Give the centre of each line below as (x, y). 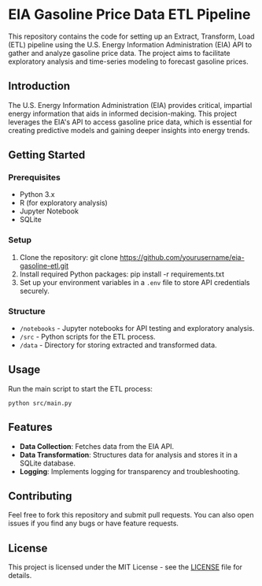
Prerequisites (34, 177)
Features (30, 427)
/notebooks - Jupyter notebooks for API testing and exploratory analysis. (137, 328)
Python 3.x (37, 195)
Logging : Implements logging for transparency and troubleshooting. (129, 471)
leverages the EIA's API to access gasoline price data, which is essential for (131, 122)
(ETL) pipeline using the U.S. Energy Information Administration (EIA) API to (130, 44)
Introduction (39, 86)
